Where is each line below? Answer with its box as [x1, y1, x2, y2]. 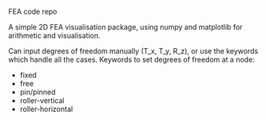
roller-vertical [19, 96, 65, 105]
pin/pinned [19, 87, 56, 97]
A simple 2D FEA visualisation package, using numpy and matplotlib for [8, 22, 243, 31]
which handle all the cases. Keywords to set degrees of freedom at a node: [8, 55, 256, 64]
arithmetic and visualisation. [8, 31, 101, 40]
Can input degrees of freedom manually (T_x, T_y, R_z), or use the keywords [8, 46, 259, 55]
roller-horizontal [19, 104, 73, 114]
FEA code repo [8, 7, 58, 16]
